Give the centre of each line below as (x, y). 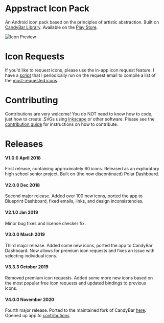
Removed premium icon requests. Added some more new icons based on (79, 278)
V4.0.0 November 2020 (30, 300)
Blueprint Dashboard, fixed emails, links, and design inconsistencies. (74, 201)
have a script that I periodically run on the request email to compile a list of (80, 75)
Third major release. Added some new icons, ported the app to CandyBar (79, 245)
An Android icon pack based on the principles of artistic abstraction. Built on (82, 22)
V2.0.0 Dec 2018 (23, 185)
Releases (24, 144)
